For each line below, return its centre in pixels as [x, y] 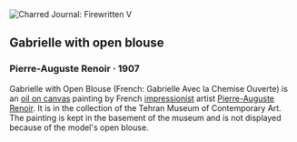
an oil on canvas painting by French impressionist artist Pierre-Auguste [142, 98]
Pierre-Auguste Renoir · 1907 [74, 69]
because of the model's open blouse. [79, 127]
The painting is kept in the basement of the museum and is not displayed [145, 117]
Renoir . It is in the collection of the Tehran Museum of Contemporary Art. [145, 107]
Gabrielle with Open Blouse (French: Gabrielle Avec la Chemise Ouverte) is [149, 88]
